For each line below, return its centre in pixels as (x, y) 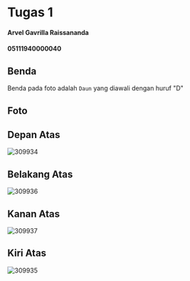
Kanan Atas (34, 214)
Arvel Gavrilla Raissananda (48, 32)
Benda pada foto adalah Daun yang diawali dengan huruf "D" (95, 88)
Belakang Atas (40, 174)
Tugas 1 (30, 12)
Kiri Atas (27, 253)
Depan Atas (34, 135)
